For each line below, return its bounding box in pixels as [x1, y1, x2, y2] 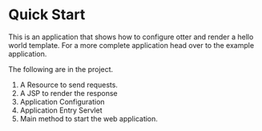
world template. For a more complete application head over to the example [8, 40, 255, 50]
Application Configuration [19, 97, 106, 106]
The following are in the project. [8, 64, 114, 73]
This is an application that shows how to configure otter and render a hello [8, 32, 254, 42]
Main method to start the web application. [19, 113, 159, 123]
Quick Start [8, 6, 86, 24]
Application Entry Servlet [19, 105, 103, 115]
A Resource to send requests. [19, 80, 119, 89]
